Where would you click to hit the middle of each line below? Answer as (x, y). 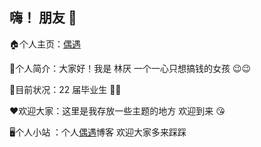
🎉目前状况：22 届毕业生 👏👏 (65, 89)
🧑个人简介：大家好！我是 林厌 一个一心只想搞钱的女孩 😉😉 (130, 68)
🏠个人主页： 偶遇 (45, 44)
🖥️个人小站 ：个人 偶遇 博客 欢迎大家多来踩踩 (98, 132)
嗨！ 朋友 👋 (43, 18)
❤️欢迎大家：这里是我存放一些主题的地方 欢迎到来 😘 (117, 110)
